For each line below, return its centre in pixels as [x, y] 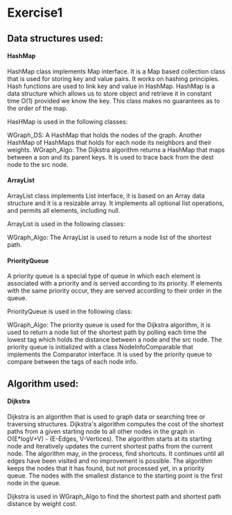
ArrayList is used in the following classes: [66, 224]
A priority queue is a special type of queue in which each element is [104, 276]
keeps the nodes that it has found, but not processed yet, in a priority [106, 468]
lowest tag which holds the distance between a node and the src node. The [115, 340]
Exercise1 [35, 13]
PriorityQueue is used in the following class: [70, 312]
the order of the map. [37, 108]
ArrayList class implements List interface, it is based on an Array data [106, 195]
